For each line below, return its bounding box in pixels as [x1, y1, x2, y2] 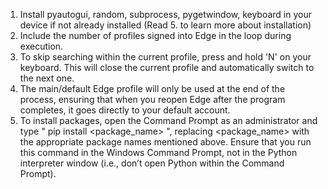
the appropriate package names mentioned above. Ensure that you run [19, 136, 312, 148]
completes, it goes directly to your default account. [19, 104, 231, 116]
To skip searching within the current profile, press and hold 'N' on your [19, 51, 312, 63]
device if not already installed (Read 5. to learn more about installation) [19, 19, 312, 31]
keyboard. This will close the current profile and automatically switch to [19, 62, 315, 73]
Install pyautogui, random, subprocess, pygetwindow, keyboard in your [19, 9, 313, 20]
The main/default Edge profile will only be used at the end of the [19, 83, 286, 94]
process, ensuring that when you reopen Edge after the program [19, 94, 286, 105]
